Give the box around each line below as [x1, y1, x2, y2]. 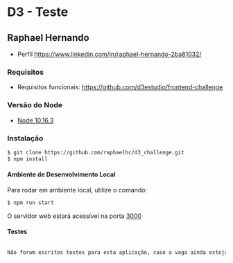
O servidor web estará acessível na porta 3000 [7, 212, 142, 220]
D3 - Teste [7, 4, 69, 20]
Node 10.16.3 [17, 116, 54, 125]
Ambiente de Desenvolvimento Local [7, 170, 116, 179]
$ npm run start [7, 199, 54, 206]
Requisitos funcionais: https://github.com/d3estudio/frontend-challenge [17, 83, 223, 91]
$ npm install [7, 155, 49, 163]
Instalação [7, 133, 44, 143]
